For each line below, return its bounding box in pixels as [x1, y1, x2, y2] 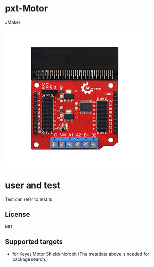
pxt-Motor [5, 3, 48, 14]
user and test [5, 180, 61, 191]
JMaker [5, 19, 21, 25]
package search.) [12, 256, 48, 262]
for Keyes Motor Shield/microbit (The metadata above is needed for [12, 251, 150, 257]
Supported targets [5, 238, 63, 246]
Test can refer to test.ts [5, 196, 53, 202]
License [5, 210, 30, 219]
